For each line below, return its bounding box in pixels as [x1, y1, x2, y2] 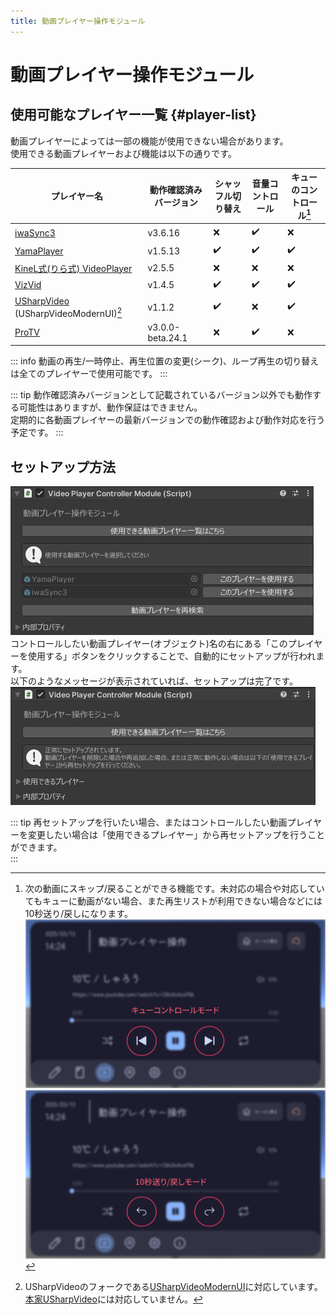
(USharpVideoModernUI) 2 [14, 306, 123, 319]
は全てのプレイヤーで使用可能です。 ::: [10, 368, 168, 380]
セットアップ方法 [10, 458, 116, 475]
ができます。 [10, 841, 63, 854]
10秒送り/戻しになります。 [24, 908, 133, 920]
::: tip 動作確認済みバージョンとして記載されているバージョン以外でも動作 [10, 389, 313, 401]
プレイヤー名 [50, 190, 104, 202]
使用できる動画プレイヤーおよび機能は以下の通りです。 [10, 147, 237, 159]
